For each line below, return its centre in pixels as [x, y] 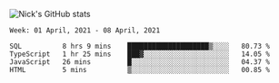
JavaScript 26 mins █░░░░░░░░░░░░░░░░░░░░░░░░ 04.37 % [140, 62]
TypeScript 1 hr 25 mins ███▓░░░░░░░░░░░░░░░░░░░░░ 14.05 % [140, 54]
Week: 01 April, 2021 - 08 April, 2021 [85, 31]
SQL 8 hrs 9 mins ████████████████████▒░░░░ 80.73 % [140, 46]
